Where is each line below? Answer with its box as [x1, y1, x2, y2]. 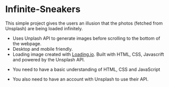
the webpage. [12, 40, 42, 46]
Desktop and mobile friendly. [12, 46, 73, 52]
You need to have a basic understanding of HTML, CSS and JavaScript [12, 66, 160, 72]
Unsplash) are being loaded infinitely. [5, 25, 83, 31]
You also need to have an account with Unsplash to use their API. [12, 76, 149, 82]
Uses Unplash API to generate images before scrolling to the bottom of [12, 35, 160, 41]
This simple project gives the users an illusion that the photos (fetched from [5, 20, 163, 26]
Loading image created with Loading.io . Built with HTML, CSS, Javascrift [12, 51, 164, 57]
